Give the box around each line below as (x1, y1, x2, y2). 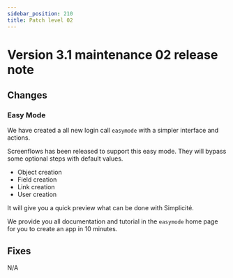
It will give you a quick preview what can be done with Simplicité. (7, 204, 194, 212)
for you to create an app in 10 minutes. (7, 225, 118, 233)
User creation (17, 190, 57, 199)
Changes (7, 89, 47, 101)
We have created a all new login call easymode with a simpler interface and (7, 126, 219, 135)
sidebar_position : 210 (7, 10, 73, 17)
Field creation (17, 175, 57, 184)
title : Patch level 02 (7, 17, 73, 24)
